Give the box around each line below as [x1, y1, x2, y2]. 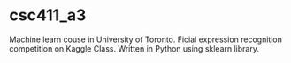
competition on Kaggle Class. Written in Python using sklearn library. [9, 43, 259, 53]
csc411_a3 [9, 5, 87, 25]
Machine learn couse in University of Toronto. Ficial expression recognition [9, 34, 283, 45]
